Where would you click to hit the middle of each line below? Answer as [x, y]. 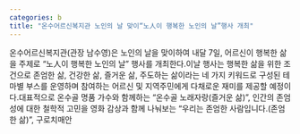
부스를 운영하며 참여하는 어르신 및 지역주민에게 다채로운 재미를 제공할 [146, 86]
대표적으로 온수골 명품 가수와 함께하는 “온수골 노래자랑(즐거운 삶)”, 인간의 [146, 97]
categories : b [36, 17]
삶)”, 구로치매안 [45, 119]
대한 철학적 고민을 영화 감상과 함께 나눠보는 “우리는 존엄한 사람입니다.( [148, 108]
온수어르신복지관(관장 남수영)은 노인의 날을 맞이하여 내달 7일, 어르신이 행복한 [143, 52]
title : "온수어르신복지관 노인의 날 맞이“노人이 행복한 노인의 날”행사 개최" [132, 26]
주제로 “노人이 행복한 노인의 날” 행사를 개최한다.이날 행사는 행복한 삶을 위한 [150, 63]
